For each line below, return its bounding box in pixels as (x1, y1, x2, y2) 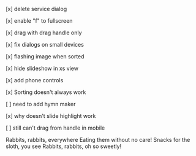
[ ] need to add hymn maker (6, 101, 76, 107)
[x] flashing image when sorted (6, 53, 85, 60)
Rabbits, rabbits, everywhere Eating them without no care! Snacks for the (6, 136, 190, 143)
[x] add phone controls (6, 77, 64, 84)
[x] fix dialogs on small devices (6, 41, 84, 48)
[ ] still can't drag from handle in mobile (6, 124, 105, 131)
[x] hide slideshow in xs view (6, 64, 79, 72)
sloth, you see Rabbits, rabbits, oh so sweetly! (6, 142, 122, 150)
